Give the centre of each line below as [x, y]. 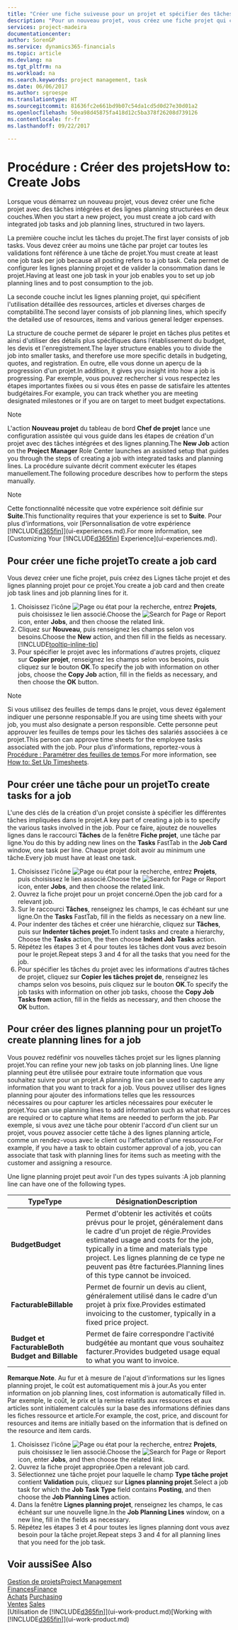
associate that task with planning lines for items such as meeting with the [114, 1155]
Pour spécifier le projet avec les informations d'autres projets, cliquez [119, 652]
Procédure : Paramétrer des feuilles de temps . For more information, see [112, 754]
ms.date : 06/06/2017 [38, 86]
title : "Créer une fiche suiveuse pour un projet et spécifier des [109, 14]
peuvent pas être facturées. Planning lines [155, 1267]
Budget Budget [36, 1244]
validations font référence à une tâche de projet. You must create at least [113, 253]
